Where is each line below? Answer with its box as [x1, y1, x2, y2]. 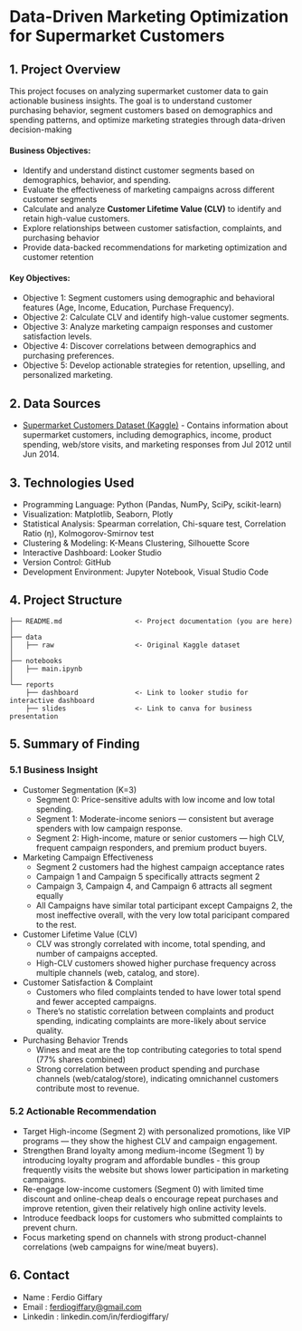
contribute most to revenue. [35, 1083, 140, 1094]
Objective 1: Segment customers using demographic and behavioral [22, 293, 276, 304]
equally [35, 890, 64, 901]
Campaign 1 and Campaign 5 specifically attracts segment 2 [35, 871, 260, 882]
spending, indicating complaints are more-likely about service [35, 1015, 267, 1026]
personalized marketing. [22, 370, 113, 381]
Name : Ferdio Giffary [22, 1291, 103, 1302]
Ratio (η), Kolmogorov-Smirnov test [22, 528, 155, 539]
